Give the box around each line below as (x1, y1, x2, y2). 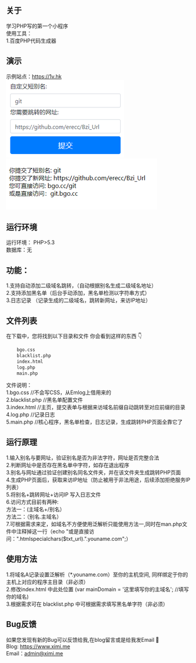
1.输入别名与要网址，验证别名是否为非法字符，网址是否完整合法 (6, 454, 160, 461)
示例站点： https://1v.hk (6, 73, 62, 80)
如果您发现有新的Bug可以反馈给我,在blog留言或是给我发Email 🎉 (6, 636, 160, 643)
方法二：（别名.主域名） (6, 513, 62, 520)
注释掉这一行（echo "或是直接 (16, 527, 89, 535)
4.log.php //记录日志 (6, 411, 55, 418)
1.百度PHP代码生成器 (6, 37, 57, 44)
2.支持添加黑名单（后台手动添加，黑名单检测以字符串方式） (6, 290, 150, 297)
